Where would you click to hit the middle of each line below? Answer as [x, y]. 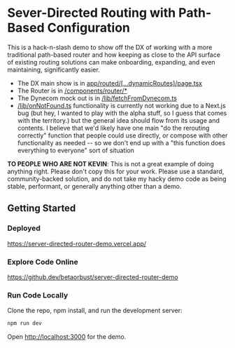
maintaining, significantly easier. [54, 69]
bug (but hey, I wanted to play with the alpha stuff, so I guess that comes [122, 113]
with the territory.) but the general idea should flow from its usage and [119, 120]
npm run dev [24, 323]
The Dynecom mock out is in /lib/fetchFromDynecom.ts [97, 98]
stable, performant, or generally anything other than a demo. [94, 186]
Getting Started [42, 208]
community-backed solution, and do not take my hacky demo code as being [117, 179]
